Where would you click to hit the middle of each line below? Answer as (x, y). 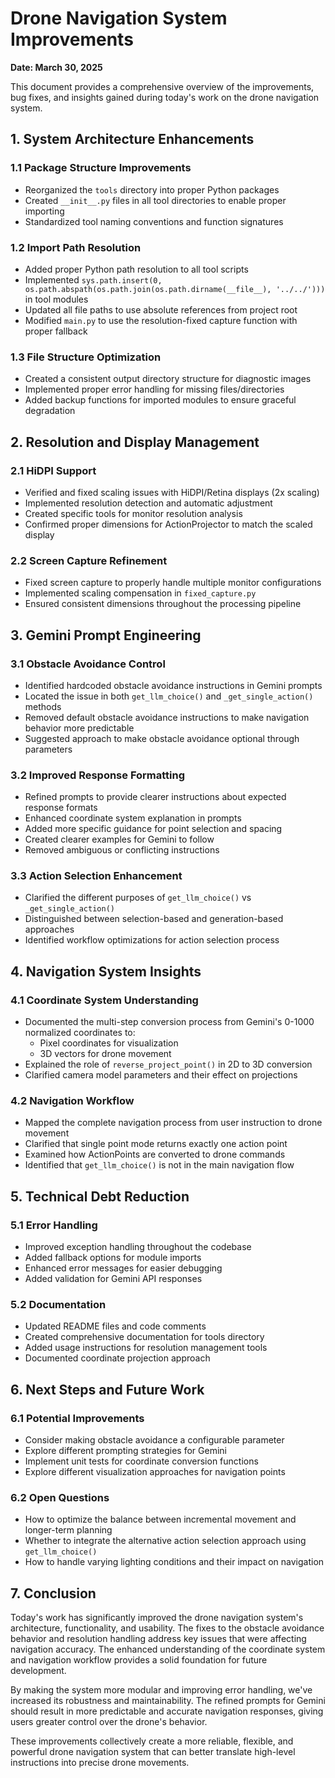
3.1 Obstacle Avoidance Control (88, 664)
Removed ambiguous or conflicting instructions (122, 850)
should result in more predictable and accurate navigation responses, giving (167, 1711)
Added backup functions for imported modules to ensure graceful (160, 400)
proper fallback (56, 331)
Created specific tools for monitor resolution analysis (133, 513)
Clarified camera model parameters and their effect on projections (161, 1075)
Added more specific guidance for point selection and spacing (153, 829)
